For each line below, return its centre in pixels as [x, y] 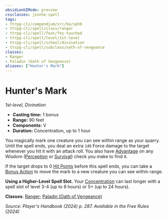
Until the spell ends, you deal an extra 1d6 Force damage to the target [77, 146]
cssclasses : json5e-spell [32, 15]
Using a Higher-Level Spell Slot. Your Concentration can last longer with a [83, 181]
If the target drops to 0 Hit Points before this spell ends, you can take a [79, 166]
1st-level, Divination [26, 105]
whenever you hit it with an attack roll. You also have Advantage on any [79, 151]
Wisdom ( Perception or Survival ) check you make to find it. [66, 157]
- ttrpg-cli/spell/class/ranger [39, 29]
